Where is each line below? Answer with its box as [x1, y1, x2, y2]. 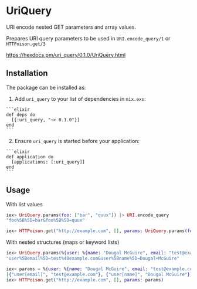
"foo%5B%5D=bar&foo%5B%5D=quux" [6, 217, 85, 223]
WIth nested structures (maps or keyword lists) [6, 239, 120, 246]
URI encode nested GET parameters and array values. [6, 23, 137, 30]
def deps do [6, 111, 35, 118]
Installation [6, 69, 48, 79]
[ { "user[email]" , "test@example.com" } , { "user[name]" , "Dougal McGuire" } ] [6, 271, 193, 277]
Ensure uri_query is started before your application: [14, 137, 140, 144]
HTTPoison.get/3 [6, 41, 46, 47]
